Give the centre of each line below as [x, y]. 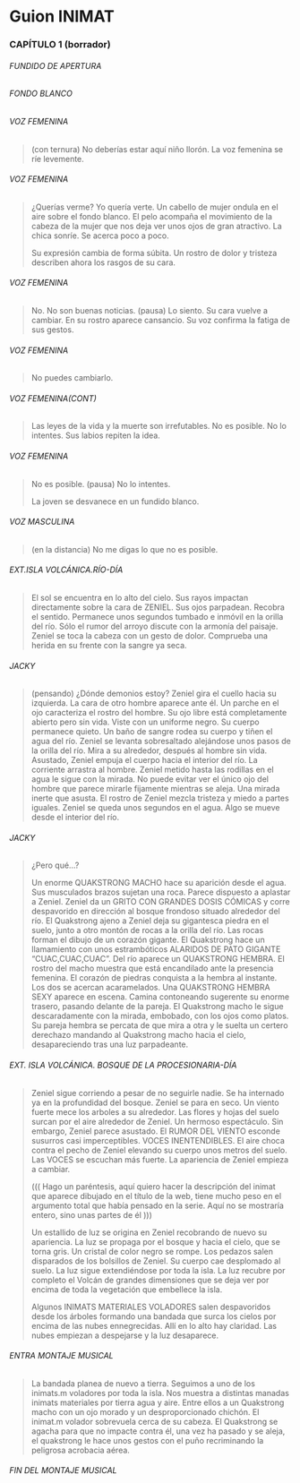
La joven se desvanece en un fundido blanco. [115, 501]
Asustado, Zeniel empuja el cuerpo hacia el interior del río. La [144, 760]
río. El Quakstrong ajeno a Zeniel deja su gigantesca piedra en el [150, 921]
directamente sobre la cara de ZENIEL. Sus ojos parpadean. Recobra [158, 607]
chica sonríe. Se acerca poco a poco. [100, 236]
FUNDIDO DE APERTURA [56, 65]
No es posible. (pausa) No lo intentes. [101, 484]
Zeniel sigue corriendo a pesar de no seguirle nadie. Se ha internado [158, 1093]
